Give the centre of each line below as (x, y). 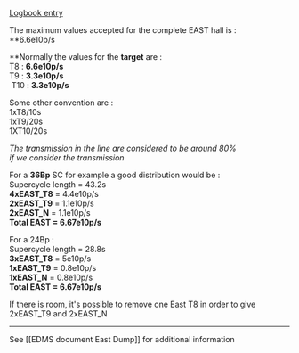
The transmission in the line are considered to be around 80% (123, 148)
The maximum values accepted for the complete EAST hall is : (123, 30)
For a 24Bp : (32, 239)
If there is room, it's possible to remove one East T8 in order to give (133, 304)
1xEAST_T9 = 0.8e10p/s (53, 268)
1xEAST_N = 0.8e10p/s (51, 277)
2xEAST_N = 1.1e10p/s (50, 213)
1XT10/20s (28, 131)
